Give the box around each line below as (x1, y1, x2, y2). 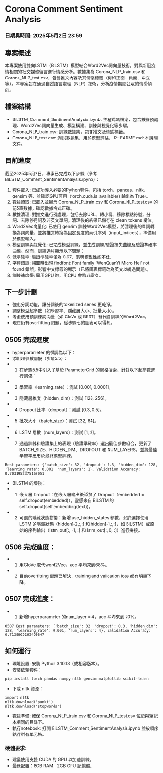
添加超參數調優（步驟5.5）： (12, 356, 68, 361)
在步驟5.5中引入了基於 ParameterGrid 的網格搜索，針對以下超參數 (19, 367, 151, 373)
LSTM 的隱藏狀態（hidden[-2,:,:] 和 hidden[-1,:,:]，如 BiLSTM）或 (19, 521, 150, 527)
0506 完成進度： (5, 543, 55, 551)
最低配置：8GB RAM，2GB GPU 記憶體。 (12, 762, 95, 769)
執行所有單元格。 (12, 731, 47, 737)
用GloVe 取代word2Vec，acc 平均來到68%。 (19, 562, 109, 568)
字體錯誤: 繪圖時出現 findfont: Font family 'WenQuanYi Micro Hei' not (12, 260, 150, 266)
